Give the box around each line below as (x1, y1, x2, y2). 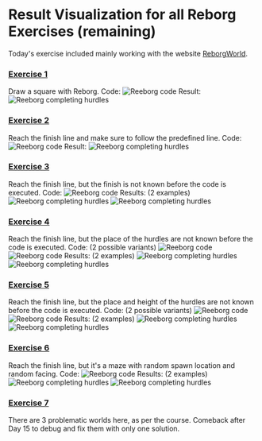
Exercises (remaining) (8, 22, 156, 41)
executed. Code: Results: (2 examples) (8, 188, 191, 197)
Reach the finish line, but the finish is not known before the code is (8, 179, 226, 188)
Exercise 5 (8, 280, 50, 291)
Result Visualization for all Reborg (8, 6, 237, 24)
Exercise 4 (8, 216, 50, 227)
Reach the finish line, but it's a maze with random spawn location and (8, 360, 236, 370)
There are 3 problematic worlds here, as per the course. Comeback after (8, 416, 246, 425)
